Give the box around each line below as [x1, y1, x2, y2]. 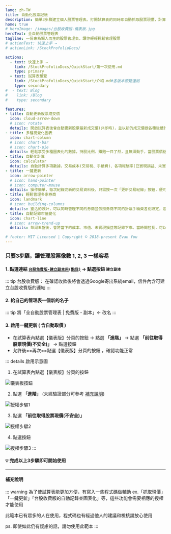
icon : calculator [10, 159, 47, 164]
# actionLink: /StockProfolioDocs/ [5, 45, 81, 51]
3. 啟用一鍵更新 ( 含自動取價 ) [5, 322, 66, 328]
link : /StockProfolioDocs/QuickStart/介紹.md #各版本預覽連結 [14, 79, 140, 84]
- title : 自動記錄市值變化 [5, 211, 56, 216]
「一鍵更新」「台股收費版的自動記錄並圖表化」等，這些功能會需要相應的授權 [5, 495, 164, 501]
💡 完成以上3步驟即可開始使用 [5, 457, 66, 464]
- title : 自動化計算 [5, 154, 45, 159]
